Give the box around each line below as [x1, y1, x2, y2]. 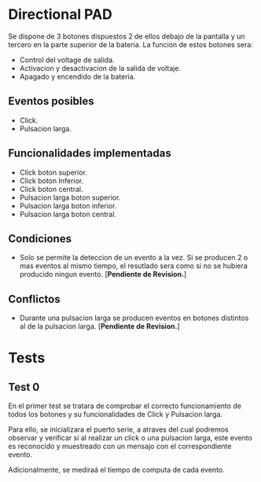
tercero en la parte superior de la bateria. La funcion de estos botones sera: [8, 39, 253, 49]
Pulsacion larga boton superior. [19, 193, 121, 202]
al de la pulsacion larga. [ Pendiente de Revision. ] [19, 322, 180, 331]
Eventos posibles [8, 94, 94, 108]
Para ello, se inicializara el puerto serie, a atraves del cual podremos [8, 425, 230, 434]
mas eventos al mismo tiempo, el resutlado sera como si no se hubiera [19, 261, 248, 270]
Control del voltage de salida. [19, 55, 116, 64]
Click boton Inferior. [19, 175, 84, 186]
